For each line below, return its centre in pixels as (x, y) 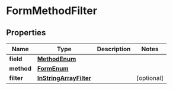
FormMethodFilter (52, 11)
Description (114, 49)
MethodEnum (57, 59)
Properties (26, 33)
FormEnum (53, 69)
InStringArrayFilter (64, 78)
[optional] (150, 78)
